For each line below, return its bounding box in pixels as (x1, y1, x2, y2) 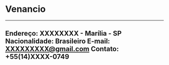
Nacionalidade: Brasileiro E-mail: (5, 37, 110, 46)
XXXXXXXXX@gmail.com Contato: (5, 45, 119, 53)
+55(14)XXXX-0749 (5, 53, 69, 61)
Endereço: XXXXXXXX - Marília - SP (5, 29, 122, 38)
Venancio (5, 3, 46, 15)
